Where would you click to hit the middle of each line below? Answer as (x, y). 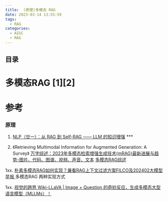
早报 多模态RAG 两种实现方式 (35, 176)
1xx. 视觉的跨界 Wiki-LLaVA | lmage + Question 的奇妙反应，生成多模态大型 (83, 187)
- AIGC (17, 33)
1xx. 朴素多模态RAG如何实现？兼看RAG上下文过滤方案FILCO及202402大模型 (84, 170)
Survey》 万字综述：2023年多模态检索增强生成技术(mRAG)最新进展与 (83, 153)
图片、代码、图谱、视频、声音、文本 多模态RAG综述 (73, 159)
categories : (18, 29)
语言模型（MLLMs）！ (28, 193)
